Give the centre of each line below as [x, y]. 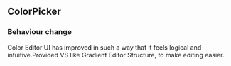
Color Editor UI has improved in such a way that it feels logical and [104, 47]
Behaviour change [40, 32]
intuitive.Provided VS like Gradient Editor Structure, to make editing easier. [116, 55]
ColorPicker [34, 12]
